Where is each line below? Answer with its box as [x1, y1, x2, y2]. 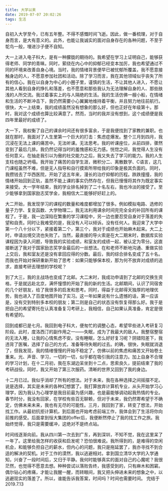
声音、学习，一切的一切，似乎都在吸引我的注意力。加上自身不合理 [26, 354, 163, 360]
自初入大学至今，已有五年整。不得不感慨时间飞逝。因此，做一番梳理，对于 [5, 31, 158, 37]
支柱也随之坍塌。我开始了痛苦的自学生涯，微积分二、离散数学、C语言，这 [5, 159, 157, 165]
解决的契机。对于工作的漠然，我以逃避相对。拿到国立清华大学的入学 [13, 450, 154, 456]
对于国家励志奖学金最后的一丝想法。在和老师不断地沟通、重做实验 [26, 245, 163, 251]
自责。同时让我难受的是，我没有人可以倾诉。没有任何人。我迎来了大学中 [13, 220, 163, 226]
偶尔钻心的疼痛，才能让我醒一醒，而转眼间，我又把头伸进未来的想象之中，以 [5, 469, 163, 475]
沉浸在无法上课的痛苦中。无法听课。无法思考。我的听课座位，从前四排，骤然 [5, 140, 163, 146]
